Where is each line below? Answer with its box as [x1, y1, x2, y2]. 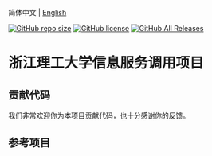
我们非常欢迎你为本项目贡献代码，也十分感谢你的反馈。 [8, 111, 190, 120]
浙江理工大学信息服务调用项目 [8, 54, 205, 72]
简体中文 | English [8, 8, 67, 17]
